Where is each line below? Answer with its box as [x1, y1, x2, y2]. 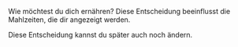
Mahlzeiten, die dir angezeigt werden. [8, 15, 131, 24]
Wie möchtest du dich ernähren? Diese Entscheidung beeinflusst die [8, 7, 231, 16]
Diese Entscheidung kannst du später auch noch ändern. [8, 31, 193, 39]
